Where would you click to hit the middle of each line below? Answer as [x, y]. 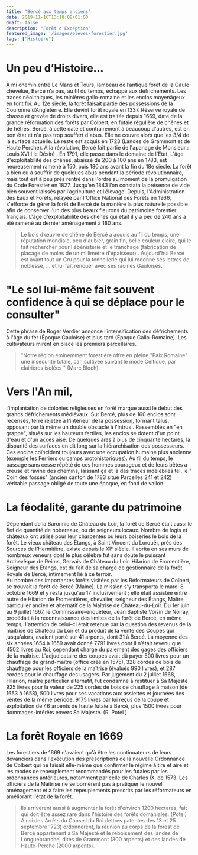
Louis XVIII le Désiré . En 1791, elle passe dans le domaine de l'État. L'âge [95, 154]
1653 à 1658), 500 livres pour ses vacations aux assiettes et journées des [95, 693]
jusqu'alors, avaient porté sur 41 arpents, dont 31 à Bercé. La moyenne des [97, 637]
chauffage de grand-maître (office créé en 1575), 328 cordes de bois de [94, 662]
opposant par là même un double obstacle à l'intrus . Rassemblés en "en [94, 427]
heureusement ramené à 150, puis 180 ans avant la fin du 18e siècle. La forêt [99, 166]
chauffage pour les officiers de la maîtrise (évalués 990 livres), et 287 [91, 668]
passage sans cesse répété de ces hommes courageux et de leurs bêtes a [97, 464]
